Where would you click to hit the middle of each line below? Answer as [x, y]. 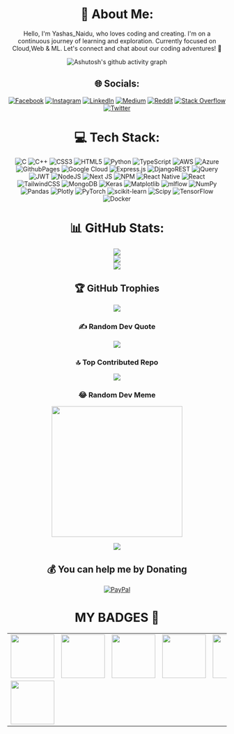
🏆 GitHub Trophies [117, 289]
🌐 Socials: [117, 84]
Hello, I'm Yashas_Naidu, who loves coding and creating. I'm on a [117, 33]
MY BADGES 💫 [117, 618]
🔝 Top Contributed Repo [117, 362]
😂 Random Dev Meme [117, 395]
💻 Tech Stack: [117, 137]
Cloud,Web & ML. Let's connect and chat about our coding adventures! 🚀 [117, 48]
